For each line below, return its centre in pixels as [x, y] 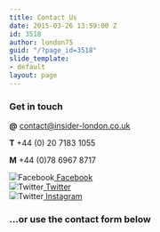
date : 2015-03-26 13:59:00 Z [63, 26]
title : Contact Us [43, 17]
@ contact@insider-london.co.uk [70, 126]
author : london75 [41, 42]
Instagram [64, 196]
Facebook [75, 178]
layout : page [33, 76]
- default [28, 68]
